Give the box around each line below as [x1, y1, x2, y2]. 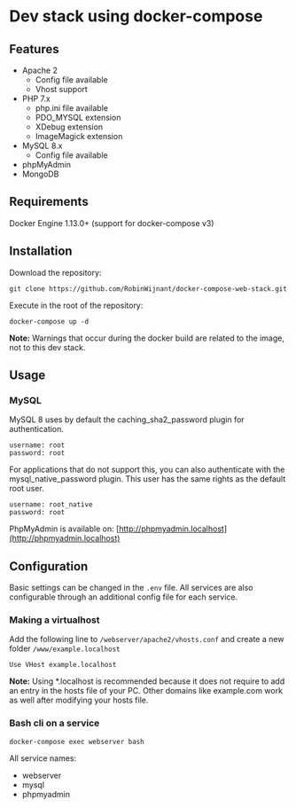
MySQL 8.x [21, 140, 63, 151]
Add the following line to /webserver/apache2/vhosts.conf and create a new [9, 634, 284, 645]
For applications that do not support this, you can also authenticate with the [9, 464, 285, 475]
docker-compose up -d [9, 317, 90, 326]
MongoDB [21, 169, 59, 179]
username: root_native [9, 500, 93, 509]
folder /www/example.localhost [9, 643, 121, 654]
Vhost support [35, 84, 89, 94]
